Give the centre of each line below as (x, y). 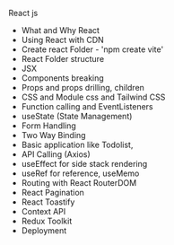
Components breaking (62, 78)
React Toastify (48, 202)
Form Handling (49, 126)
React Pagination (52, 192)
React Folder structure (63, 59)
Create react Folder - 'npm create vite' (92, 49)
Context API (43, 211)
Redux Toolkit (47, 221)
